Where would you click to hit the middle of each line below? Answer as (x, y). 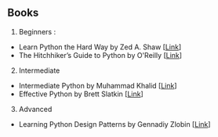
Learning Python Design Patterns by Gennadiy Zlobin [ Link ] (114, 124)
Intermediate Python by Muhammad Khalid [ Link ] (98, 85)
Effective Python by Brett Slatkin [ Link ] (81, 94)
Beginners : (37, 31)
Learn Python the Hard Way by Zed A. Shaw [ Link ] (100, 47)
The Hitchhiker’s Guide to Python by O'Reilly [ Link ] (100, 55)
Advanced (35, 109)
